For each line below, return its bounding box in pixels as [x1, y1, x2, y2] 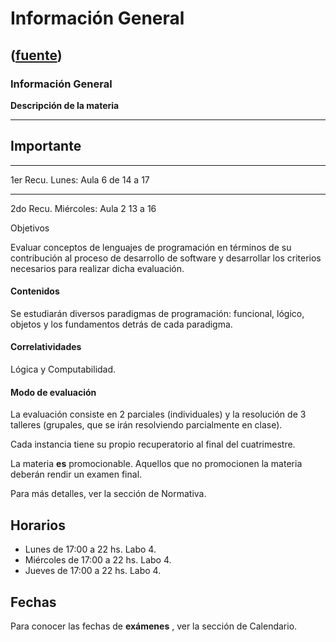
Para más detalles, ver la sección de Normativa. [10, 488, 207, 500]
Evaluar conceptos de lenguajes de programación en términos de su [10, 241, 292, 253]
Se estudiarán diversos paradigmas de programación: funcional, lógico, [10, 307, 305, 319]
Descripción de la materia [10, 99, 120, 111]
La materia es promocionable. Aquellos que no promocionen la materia [10, 458, 303, 470]
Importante [10, 138, 82, 155]
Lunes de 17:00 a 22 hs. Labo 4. [24, 543, 157, 556]
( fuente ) [10, 47, 63, 64]
